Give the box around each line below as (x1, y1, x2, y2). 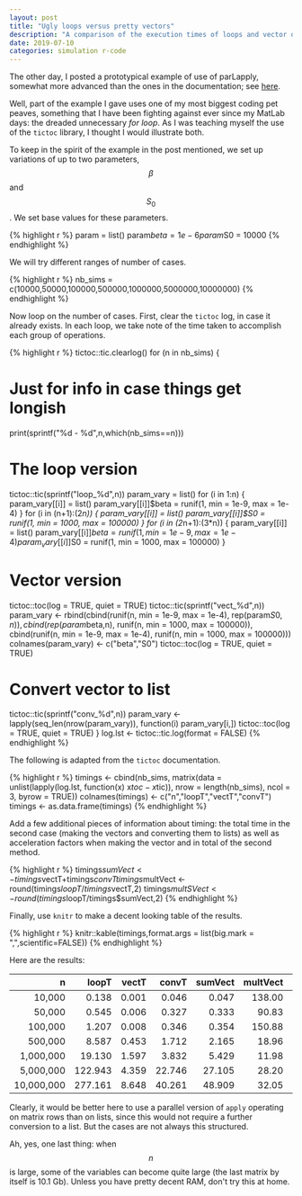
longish (9, 397, 67, 418)
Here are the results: (9, 955, 85, 966)
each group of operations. (9, 329, 106, 340)
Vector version (9, 570, 122, 590)
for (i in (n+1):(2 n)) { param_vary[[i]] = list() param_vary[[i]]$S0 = (24, 507, 266, 518)
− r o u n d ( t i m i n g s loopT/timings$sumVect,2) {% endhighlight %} (9, 893, 238, 904)
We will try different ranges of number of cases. (9, 256, 187, 267)
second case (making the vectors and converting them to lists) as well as (9, 828, 280, 839)
